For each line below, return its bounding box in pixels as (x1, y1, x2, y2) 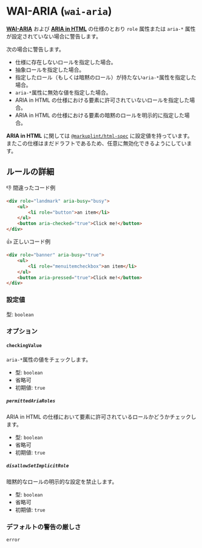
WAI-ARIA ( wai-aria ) (6, 4, 112, 18)
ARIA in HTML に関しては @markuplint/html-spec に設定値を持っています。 (6, 132, 193, 139)
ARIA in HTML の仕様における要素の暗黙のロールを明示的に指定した (15, 111, 185, 119)
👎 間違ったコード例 (6, 184, 56, 191)
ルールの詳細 (6, 167, 55, 177)
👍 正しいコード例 (6, 238, 50, 245)
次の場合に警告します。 (6, 46, 65, 53)
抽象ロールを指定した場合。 (15, 66, 85, 73)
